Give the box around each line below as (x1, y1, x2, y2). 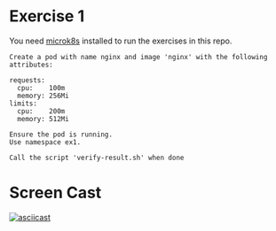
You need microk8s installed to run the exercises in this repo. (9, 35, 233, 46)
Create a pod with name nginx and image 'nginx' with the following (9, 52, 268, 61)
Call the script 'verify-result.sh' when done (9, 153, 185, 162)
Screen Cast (9, 183, 102, 203)
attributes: (9, 60, 53, 69)
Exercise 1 (9, 6, 85, 27)
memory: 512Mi (17, 114, 69, 123)
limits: (9, 99, 38, 108)
